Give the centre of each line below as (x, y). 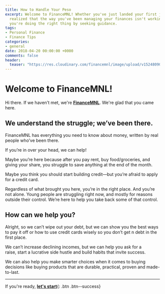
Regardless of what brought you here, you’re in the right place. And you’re (80, 189)
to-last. (12, 272)
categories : (17, 42)
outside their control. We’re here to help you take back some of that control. (82, 199)
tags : (11, 28)
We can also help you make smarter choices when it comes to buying (75, 261)
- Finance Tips (21, 37)
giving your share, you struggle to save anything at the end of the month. (79, 164)
